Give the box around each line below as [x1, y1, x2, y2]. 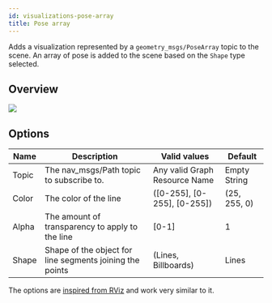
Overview [8, 82, 59, 96]
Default [227, 151, 257, 162]
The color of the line [44, 193, 121, 204]
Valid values [160, 151, 210, 162]
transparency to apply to [44, 221, 138, 233]
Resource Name [152, 175, 215, 186]
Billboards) [152, 260, 194, 271]
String [224, 175, 249, 186]
